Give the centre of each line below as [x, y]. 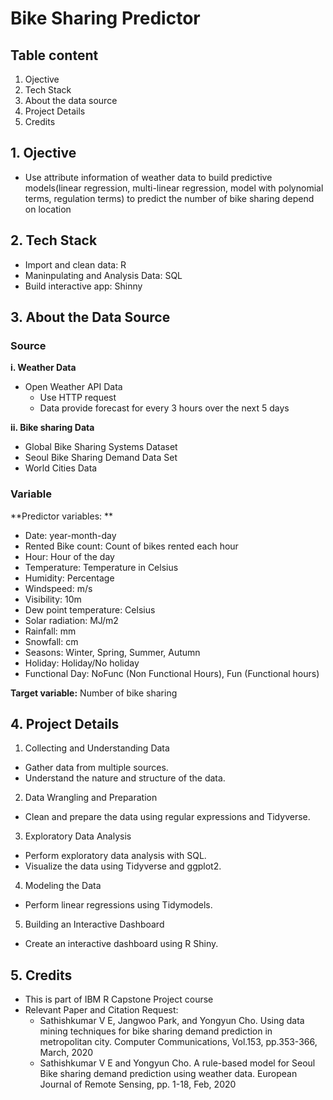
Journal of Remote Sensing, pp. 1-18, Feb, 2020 [138, 1084]
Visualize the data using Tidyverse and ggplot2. [123, 866]
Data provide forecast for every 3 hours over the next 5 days [164, 408]
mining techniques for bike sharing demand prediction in [156, 1031]
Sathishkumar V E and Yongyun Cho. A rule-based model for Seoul [177, 1063]
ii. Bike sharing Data [52, 428]
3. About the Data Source [90, 317]
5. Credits [41, 975]
